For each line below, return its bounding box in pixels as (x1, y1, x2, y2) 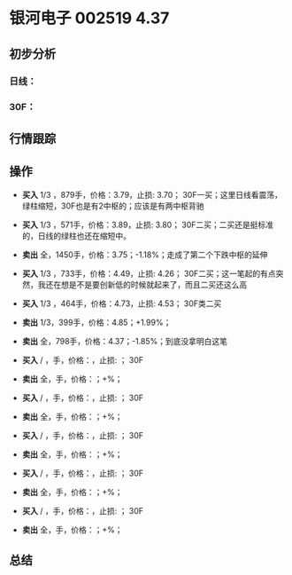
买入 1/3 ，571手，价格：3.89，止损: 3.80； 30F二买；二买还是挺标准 (21, 219, 274, 230)
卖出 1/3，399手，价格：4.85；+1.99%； (21, 317, 172, 327)
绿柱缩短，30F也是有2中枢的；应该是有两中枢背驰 (21, 201, 205, 211)
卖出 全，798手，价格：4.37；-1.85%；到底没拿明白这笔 (21, 335, 228, 346)
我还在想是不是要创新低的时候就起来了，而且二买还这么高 (37, 279, 248, 289)
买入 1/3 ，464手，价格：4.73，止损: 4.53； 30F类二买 (21, 298, 222, 309)
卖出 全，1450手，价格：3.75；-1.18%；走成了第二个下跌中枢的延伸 (21, 249, 268, 260)
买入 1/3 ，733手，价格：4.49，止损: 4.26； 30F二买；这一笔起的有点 (21, 268, 276, 279)
